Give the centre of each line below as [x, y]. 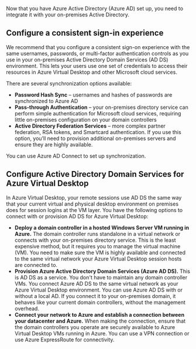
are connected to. [36, 265]
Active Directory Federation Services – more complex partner [90, 126]
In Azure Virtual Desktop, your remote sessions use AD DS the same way [94, 197]
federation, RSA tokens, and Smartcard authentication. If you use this [98, 132]
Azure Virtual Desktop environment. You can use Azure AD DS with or [99, 290]
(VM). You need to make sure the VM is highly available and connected [100, 252]
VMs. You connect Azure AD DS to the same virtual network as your [96, 283]
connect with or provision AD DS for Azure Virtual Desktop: [77, 216]
